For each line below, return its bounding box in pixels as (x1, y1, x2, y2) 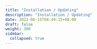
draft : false (5, 21, 33, 27)
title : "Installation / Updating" (5, 7, 79, 13)
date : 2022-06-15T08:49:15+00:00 (5, 17, 77, 22)
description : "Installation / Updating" (5, 12, 93, 17)
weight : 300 (5, 27, 31, 32)
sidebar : (5, 31, 24, 36)
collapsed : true (10, 36, 44, 41)
